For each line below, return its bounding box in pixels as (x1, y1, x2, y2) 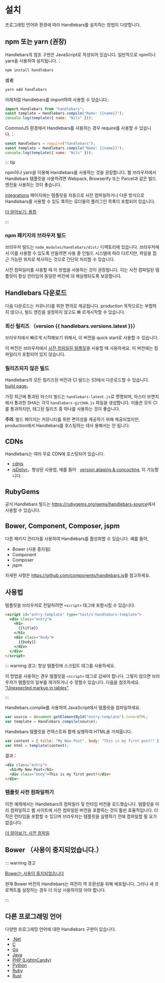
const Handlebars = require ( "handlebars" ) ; (5, 141, 96, 146)
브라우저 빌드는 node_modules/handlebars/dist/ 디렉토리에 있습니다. (5, 244, 138, 250)
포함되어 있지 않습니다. (22, 351, 66, 358)
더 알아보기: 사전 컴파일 (5, 830, 50, 836)
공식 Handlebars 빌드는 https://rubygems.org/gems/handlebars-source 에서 (5, 501, 156, 507)
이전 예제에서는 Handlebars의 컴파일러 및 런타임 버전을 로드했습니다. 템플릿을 (5, 801, 154, 807)
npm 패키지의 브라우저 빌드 (5, 232, 66, 239)
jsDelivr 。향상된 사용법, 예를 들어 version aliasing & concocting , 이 (12, 467, 146, 473)
